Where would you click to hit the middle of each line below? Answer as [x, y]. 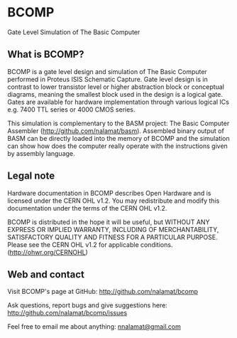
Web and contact [46, 274]
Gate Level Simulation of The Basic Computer [74, 32]
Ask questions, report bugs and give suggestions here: [88, 305]
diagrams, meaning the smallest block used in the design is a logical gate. [115, 94]
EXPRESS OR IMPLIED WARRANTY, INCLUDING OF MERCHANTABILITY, [113, 229]
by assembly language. [42, 153]
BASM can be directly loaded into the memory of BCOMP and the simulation [119, 138]
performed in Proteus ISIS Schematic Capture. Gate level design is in [108, 79]
